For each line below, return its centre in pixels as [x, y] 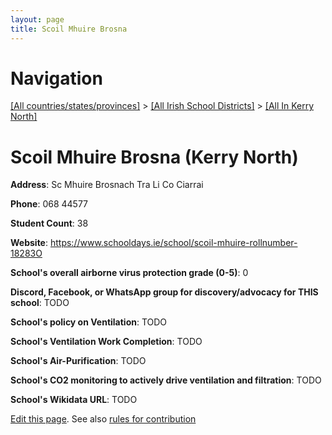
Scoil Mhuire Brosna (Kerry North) [154, 157]
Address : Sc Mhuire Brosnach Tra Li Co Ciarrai [107, 185]
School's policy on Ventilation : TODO [89, 322]
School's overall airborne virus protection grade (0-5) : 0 [129, 273]
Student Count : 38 [49, 223]
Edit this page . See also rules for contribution [103, 419]
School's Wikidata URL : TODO [74, 400]
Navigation [56, 78]
